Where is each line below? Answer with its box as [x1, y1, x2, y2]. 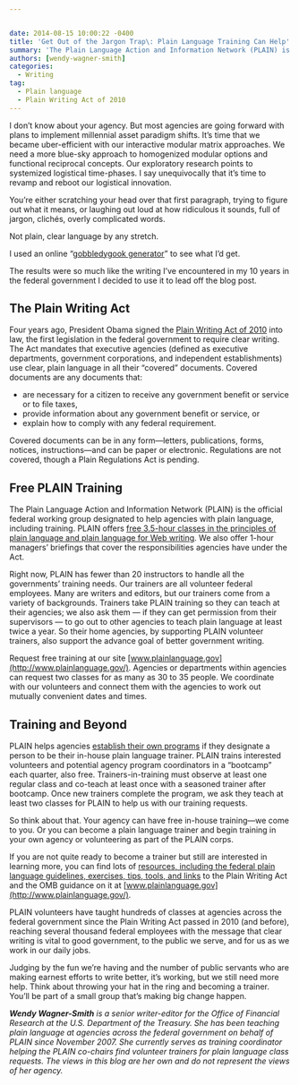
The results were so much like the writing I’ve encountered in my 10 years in [9, 265, 289, 276]
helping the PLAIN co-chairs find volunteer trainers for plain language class [9, 1047, 289, 1057]
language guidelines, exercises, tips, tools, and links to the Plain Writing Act [9, 870, 288, 882]
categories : [9, 62, 54, 72]
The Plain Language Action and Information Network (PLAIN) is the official [9, 504, 284, 515]
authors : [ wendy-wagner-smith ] [9, 54, 126, 63]
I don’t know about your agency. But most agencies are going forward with [9, 120, 285, 131]
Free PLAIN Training [9, 480, 124, 495]
